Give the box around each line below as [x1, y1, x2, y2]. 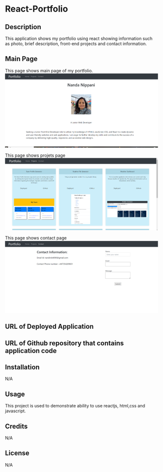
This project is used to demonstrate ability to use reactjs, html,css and [5, 403, 146, 409]
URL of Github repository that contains [5, 339, 124, 347]
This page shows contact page [5, 235, 67, 241]
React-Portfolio [5, 3, 68, 15]
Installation [5, 363, 40, 371]
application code [5, 346, 57, 355]
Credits [5, 422, 28, 430]
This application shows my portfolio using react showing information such [5, 35, 153, 41]
